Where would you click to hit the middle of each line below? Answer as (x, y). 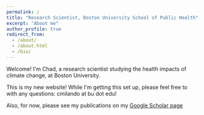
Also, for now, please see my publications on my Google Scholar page (95, 105)
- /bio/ (22, 52)
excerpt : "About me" (33, 23)
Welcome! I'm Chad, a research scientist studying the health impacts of (96, 69)
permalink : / (23, 12)
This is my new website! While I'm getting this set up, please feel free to (97, 87)
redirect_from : (26, 35)
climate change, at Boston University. (53, 75)
